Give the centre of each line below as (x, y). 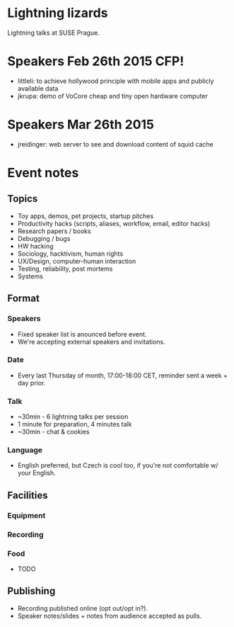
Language (25, 450)
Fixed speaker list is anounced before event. (82, 334)
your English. (37, 473)
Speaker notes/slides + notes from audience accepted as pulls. (110, 616)
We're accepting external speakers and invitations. (92, 341)
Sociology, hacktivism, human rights (70, 254)
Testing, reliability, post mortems (65, 269)
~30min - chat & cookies (53, 432)
